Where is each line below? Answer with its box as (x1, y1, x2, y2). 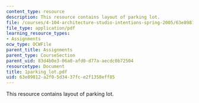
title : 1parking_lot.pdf (6, 69, 68, 75)
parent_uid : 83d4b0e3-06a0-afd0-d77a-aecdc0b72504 (6, 58, 134, 64)
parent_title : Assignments (6, 47, 73, 53)
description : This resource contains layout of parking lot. (6, 14, 161, 20)
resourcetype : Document (6, 63, 65, 69)
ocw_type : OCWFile (6, 42, 52, 48)
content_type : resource (6, 8, 65, 15)
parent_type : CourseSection (6, 52, 76, 58)
